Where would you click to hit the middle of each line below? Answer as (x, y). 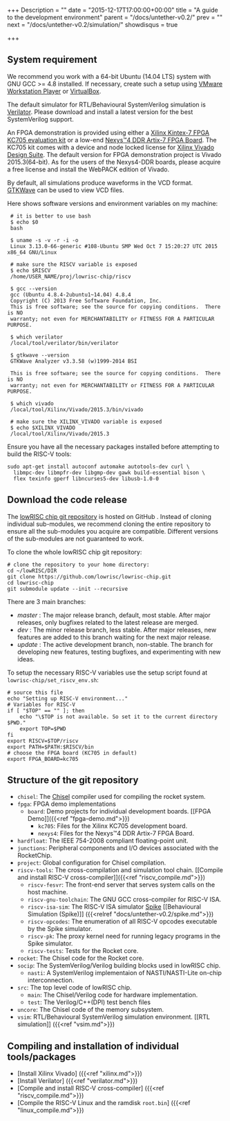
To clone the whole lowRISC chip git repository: (75, 552)
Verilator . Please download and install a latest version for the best (100, 112)
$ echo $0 (24, 222)
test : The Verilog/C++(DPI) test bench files (89, 1002)
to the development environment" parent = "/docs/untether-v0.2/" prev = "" (115, 17)
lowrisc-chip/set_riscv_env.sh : (53, 679)
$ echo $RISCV (30, 270)
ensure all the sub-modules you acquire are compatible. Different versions (113, 531)
